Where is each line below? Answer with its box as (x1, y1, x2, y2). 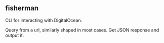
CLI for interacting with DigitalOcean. (5, 17, 83, 23)
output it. (5, 32, 24, 38)
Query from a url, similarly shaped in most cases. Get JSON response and (5, 27, 159, 33)
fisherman (5, 4, 39, 12)
